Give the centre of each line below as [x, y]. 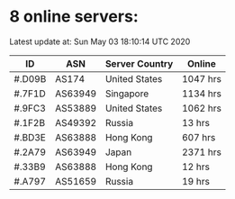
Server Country [139, 63]
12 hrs [195, 167]
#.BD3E [30, 137]
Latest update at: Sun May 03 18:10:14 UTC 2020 [100, 41]
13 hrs [195, 122]
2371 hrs [202, 152]
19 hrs [195, 181]
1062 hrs [202, 108]
